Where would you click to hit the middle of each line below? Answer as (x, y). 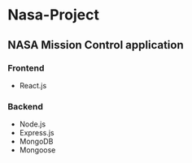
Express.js (37, 133)
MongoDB (36, 142)
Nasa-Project (53, 15)
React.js (33, 85)
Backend (26, 106)
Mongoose (37, 150)
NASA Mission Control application (96, 45)
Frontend (26, 68)
